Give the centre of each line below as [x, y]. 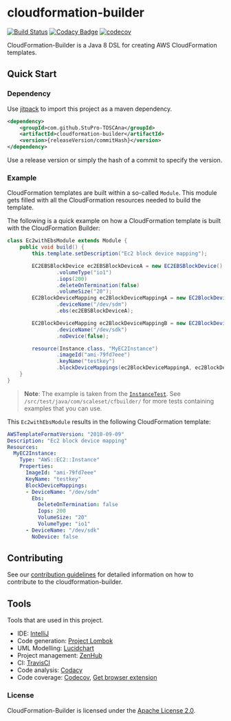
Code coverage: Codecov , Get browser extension [87, 678]
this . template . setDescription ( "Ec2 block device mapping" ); [120, 254]
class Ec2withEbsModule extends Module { [67, 241]
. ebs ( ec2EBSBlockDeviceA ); [95, 311]
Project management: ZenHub [59, 656]
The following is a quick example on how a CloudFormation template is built [114, 221]
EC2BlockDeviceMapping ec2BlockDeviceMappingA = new [109, 298]
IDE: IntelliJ [33, 634]
